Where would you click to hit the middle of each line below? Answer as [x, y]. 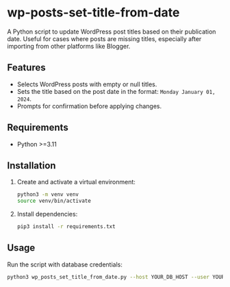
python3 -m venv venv [48, 195]
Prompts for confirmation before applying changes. [89, 106]
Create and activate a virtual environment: [76, 182]
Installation [31, 165]
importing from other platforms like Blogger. [69, 46]
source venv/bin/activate [54, 201]
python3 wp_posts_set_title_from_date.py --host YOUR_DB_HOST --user [108, 277]
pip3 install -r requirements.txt [66, 227]
